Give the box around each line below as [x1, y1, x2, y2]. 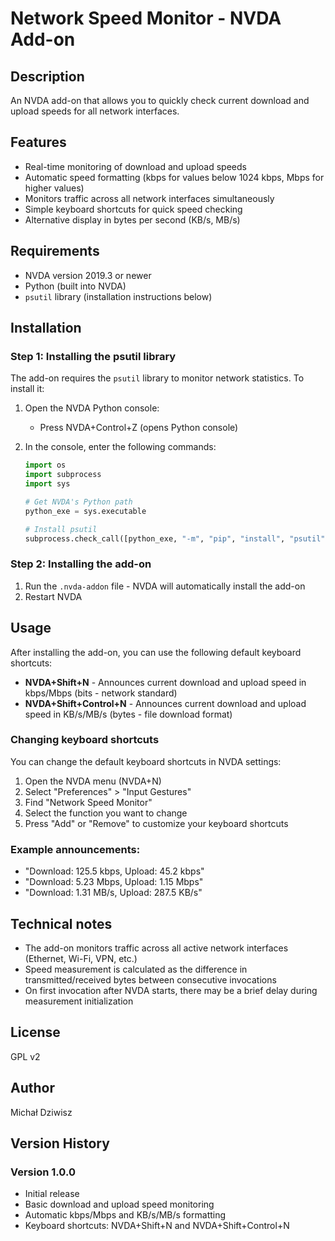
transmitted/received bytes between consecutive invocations [24, 973, 277, 986]
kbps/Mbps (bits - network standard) [24, 687, 178, 699]
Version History [10, 1135, 110, 1152]
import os [24, 460, 67, 471]
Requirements [10, 243, 100, 260]
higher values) [24, 182, 85, 194]
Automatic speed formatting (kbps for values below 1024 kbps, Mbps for [24, 171, 325, 183]
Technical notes [10, 915, 113, 932]
